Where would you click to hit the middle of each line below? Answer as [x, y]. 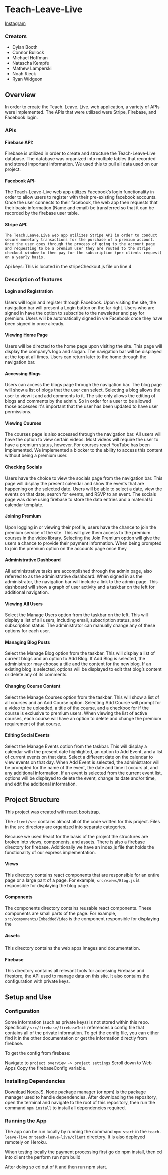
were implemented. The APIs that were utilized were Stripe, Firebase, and [81, 112]
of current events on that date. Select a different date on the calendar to [79, 757]
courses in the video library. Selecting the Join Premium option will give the [83, 538]
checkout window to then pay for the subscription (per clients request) [84, 253]
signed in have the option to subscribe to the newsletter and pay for [75, 313]
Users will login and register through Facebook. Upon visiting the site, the [81, 302]
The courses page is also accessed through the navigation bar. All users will [83, 434]
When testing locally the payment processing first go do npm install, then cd [84, 1152]
